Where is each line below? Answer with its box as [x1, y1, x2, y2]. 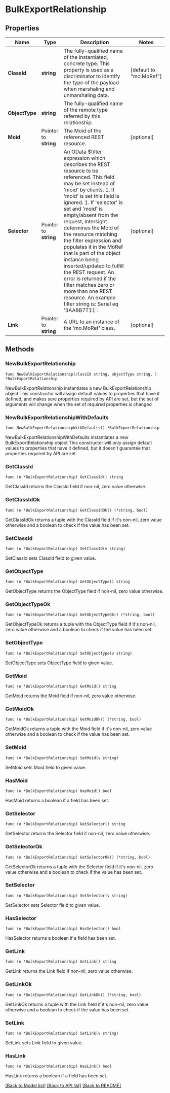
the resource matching [63, 231, 117, 237]
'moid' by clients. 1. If [63, 186, 115, 193]
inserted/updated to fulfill [63, 262, 124, 269]
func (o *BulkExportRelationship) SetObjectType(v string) [5, 651, 133, 656]
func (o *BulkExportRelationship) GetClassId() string [5, 474, 123, 480]
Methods [5, 345, 34, 354]
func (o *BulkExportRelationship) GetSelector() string [5, 822, 125, 827]
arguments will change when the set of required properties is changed [5, 401, 152, 407]
